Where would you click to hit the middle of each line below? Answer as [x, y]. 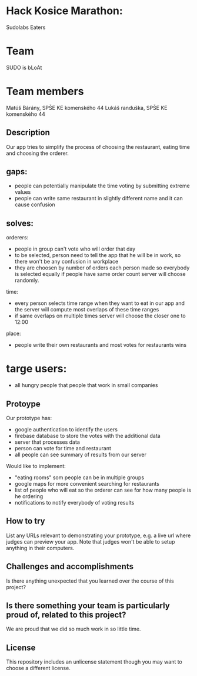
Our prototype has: [29, 418]
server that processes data [47, 442]
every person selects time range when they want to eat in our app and [100, 303]
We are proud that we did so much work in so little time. [74, 629]
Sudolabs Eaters [26, 27]
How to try [26, 521]
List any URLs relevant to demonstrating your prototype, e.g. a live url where [98, 535]
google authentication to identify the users [66, 429]
